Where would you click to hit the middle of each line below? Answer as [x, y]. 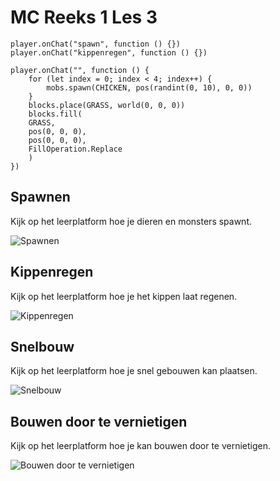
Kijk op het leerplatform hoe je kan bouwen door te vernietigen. [141, 446]
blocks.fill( [55, 114]
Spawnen [40, 197]
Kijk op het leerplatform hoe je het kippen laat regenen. [124, 296]
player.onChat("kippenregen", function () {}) [109, 52]
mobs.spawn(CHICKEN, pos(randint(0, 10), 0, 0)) [149, 87]
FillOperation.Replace [75, 149]
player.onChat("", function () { [80, 70]
